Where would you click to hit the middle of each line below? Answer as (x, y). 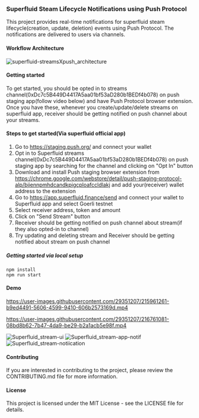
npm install (21, 270)
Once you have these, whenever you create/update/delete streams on (92, 107)
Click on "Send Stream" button (52, 216)
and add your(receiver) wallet (147, 185)
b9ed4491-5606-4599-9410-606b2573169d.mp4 (67, 308)
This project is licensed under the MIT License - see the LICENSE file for (95, 403)
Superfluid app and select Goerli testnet (64, 204)
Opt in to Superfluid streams (49, 153)
